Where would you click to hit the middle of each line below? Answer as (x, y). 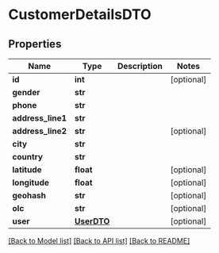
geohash (29, 195)
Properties (35, 44)
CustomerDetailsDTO (80, 15)
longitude (31, 182)
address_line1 (40, 118)
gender (26, 92)
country (28, 157)
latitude (27, 170)
